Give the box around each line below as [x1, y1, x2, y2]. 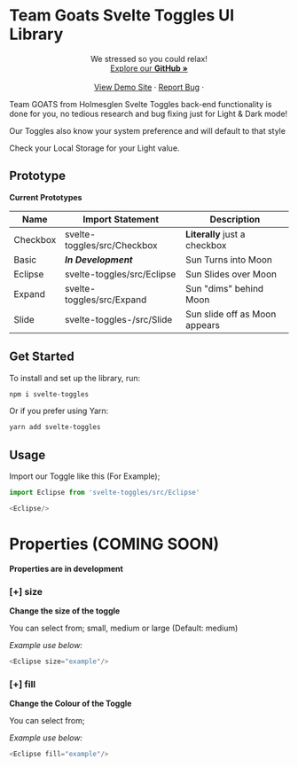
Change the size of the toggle [9, 606, 121, 616]
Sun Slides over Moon [185, 268, 278, 280]
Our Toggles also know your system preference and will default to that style [9, 125, 286, 136]
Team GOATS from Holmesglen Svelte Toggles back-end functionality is [9, 98, 272, 109]
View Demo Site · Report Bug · [93, 82, 205, 92]
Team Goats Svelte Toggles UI [9, 5, 235, 26]
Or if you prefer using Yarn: [9, 405, 109, 417]
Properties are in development [9, 563, 124, 574]
